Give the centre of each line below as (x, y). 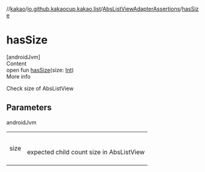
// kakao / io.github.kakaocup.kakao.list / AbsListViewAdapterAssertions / (94, 9)
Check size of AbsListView (40, 88)
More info (19, 77)
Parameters (29, 107)
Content (17, 63)
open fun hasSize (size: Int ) (40, 70)
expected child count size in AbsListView (86, 152)
